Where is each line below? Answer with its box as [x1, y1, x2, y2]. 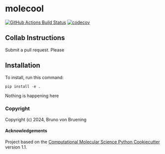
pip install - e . [5, 84, 41, 89]
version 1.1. [5, 144, 27, 150]
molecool [5, 3, 44, 14]
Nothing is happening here [5, 93, 59, 99]
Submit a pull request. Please [5, 47, 65, 52]
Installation [5, 61, 40, 70]
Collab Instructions [5, 34, 65, 42]
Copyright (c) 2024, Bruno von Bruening [5, 116, 87, 122]
